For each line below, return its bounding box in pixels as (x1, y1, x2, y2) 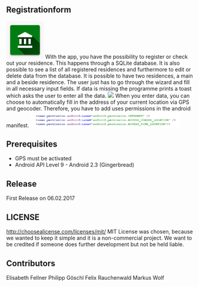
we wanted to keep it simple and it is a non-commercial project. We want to (6, 234, 192, 242)
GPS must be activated (14, 155, 72, 162)
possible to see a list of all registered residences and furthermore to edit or (6, 65, 191, 73)
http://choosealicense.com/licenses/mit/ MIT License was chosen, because (6, 228, 193, 235)
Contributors (6, 258, 56, 268)
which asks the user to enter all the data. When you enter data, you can (6, 92, 190, 99)
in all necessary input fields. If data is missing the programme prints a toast (6, 85, 192, 92)
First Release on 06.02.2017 (6, 195, 75, 202)
